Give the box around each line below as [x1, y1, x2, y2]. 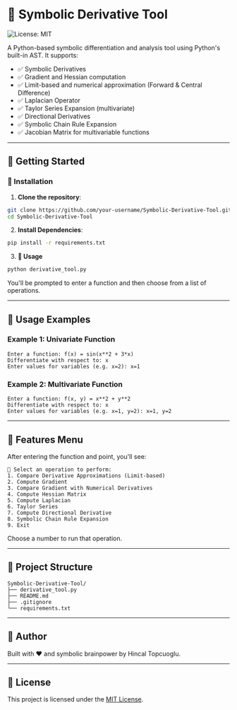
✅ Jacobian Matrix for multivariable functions [17, 127, 150, 136]
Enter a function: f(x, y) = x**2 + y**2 [7, 395, 131, 402]
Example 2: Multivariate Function [7, 379, 123, 389]
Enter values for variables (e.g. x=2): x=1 [7, 363, 140, 370]
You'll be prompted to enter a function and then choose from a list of [7, 279, 207, 287]
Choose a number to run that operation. [7, 534, 123, 542]
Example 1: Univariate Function [7, 334, 116, 344]
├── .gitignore [7, 598, 52, 605]
